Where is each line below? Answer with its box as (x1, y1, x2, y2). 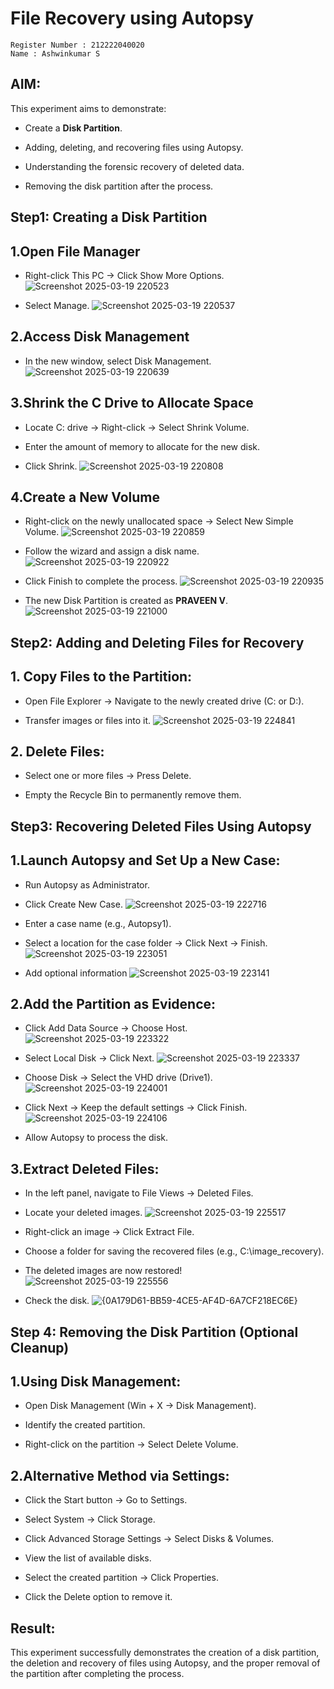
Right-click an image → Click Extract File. (24, 1226, 195, 1238)
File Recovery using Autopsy (10, 7, 255, 30)
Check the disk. (24, 1295, 90, 1307)
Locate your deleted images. (24, 1207, 143, 1219)
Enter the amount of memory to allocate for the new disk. (24, 440, 261, 452)
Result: (10, 1620, 56, 1637)
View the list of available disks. (24, 1552, 152, 1564)
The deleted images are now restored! (24, 1265, 183, 1277)
